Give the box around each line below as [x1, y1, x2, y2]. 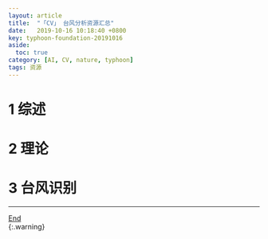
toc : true [15, 49, 48, 57]
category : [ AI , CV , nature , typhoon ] [8, 57, 134, 65]
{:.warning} [8, 222, 45, 232]
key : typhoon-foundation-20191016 [8, 33, 124, 42]
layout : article [8, 11, 62, 20]
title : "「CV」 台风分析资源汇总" [8, 19, 114, 27]
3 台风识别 [8, 179, 77, 198]
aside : [8, 41, 30, 49]
